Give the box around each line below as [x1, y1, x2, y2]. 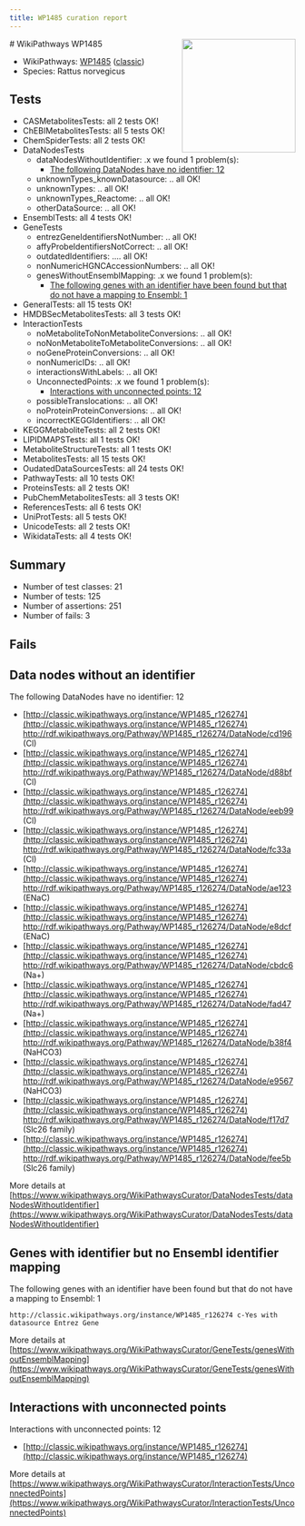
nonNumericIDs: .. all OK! [35, 357, 131, 368]
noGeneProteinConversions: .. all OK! [35, 347, 175, 359]
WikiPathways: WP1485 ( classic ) [22, 55, 145, 66]
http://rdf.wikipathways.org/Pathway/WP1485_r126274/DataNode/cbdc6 [22, 960, 293, 971]
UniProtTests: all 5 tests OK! [22, 511, 127, 522]
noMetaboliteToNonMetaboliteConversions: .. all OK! [35, 328, 232, 339]
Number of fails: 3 [22, 610, 91, 621]
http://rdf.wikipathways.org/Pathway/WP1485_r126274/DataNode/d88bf [22, 767, 292, 778]
